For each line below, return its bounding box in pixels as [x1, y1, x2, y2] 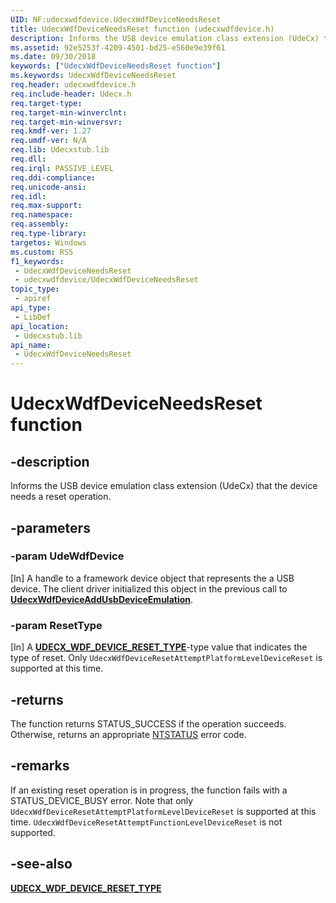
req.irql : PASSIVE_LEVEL [10, 163, 114, 173]
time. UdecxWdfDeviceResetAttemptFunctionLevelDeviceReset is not [10, 816, 283, 828]
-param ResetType [10, 618, 103, 632]
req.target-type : [10, 98, 83, 108]
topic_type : [10, 284, 60, 295]
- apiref [14, 294, 52, 304]
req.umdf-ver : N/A [10, 136, 87, 146]
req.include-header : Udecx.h [10, 89, 132, 99]
